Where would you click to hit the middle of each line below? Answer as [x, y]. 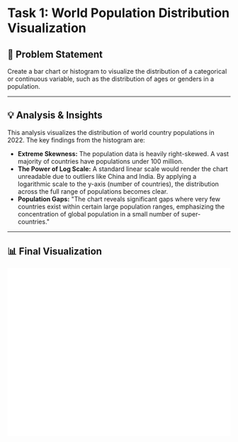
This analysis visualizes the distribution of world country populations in [111, 132]
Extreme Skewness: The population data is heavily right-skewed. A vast [123, 153]
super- [191, 214]
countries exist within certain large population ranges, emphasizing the [121, 206]
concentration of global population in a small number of [98, 214]
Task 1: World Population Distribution [119, 13]
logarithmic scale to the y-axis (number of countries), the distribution [118, 184]
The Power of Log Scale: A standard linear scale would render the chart [123, 169]
